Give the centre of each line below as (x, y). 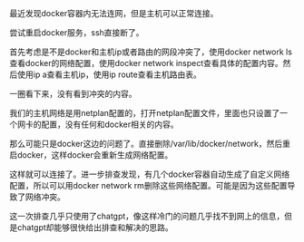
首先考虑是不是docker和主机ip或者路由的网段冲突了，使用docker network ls (151, 52)
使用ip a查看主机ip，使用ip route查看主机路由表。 (109, 74)
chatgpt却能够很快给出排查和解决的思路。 (95, 227)
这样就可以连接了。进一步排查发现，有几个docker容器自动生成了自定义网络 (150, 174)
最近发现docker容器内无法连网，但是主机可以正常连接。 (114, 13)
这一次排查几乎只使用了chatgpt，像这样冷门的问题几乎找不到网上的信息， (147, 216)
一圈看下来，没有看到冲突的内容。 (73, 94)
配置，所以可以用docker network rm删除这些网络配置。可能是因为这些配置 (148, 185)
